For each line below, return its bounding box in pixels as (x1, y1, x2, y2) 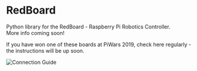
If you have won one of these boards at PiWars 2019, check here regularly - (6, 41, 192, 48)
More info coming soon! (6, 29, 65, 36)
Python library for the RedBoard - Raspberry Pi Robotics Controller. (6, 23, 171, 30)
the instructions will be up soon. (6, 47, 85, 54)
